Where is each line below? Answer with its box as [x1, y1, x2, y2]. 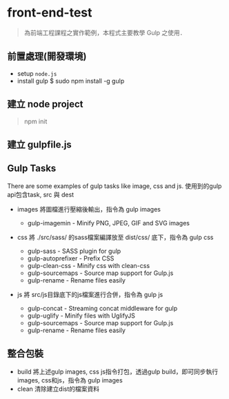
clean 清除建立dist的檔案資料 [17, 385, 100, 393]
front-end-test [7, 5, 92, 21]
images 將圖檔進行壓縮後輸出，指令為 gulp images [17, 205, 161, 213]
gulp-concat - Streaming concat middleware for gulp [27, 304, 178, 312]
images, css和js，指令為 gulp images [17, 376, 123, 384]
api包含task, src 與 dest [7, 190, 74, 198]
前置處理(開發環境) [7, 50, 87, 63]
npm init [23, 117, 48, 125]
